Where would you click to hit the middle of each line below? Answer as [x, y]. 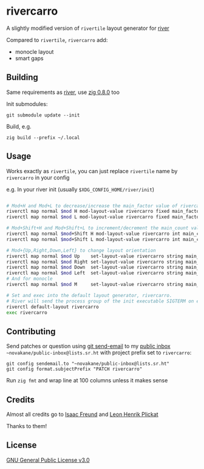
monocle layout [34, 52]
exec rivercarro [27, 312]
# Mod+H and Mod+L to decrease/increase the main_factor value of [92, 206]
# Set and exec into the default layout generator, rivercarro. [89, 295]
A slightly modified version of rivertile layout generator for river [88, 28]
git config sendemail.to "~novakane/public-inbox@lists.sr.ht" [88, 364]
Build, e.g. [19, 126]
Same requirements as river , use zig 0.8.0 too [63, 92]
